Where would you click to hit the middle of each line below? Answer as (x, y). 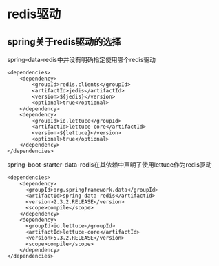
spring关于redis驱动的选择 (64, 42)
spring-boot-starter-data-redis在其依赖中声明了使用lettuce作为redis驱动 (109, 165)
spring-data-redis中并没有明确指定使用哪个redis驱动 (82, 60)
